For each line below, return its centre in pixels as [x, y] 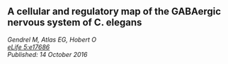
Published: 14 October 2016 [47, 54]
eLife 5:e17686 [29, 47]
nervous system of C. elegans [75, 23]
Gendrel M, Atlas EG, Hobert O [52, 39]
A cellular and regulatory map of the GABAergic [114, 12]
